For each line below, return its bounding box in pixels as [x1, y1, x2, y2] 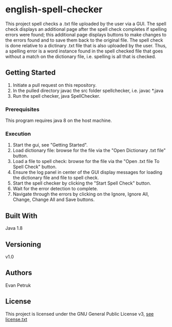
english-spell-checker [5, 4, 103, 15]
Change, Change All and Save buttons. [12, 196, 95, 203]
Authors [5, 268, 32, 277]
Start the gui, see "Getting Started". [12, 142, 88, 148]
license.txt [5, 316, 27, 322]
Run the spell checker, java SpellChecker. [12, 93, 101, 99]
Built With [5, 211, 37, 220]
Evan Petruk [5, 282, 31, 288]
